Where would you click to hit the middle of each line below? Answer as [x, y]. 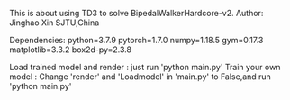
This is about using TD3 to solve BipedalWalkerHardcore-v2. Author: [136, 13]
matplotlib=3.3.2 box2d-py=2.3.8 [71, 50]
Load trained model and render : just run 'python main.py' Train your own [145, 67]
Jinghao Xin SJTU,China [54, 23]
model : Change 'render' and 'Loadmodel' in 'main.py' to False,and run [140, 77]
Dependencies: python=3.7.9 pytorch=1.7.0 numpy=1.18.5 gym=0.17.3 [136, 40]
